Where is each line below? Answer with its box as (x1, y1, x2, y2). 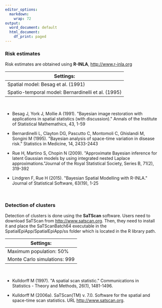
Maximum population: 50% (7, 248, 69, 255)
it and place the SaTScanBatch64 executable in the (5, 223, 107, 229)
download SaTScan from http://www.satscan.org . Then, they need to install (5, 218, 155, 224)
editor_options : (5, 7, 38, 12)
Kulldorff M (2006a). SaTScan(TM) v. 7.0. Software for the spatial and (12, 292, 150, 298)
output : (5, 20, 21, 26)
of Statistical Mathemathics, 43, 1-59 (12, 121, 86, 127)
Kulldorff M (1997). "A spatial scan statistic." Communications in (12, 278, 139, 284)
